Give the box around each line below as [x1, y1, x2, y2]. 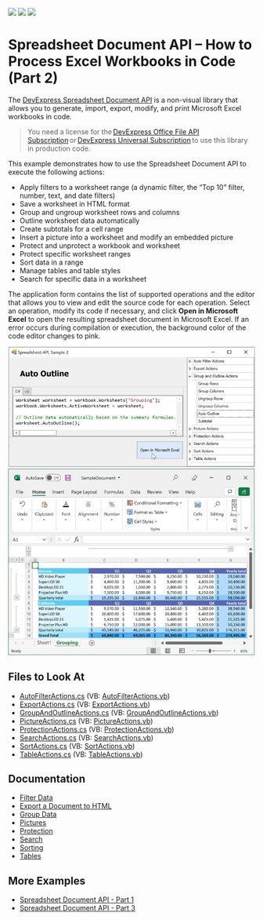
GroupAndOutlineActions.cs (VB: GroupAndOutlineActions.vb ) [19, 707, 219, 717]
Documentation [8, 772, 86, 785]
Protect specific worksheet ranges [19, 249, 131, 258]
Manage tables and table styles [19, 265, 121, 275]
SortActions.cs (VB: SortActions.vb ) [19, 741, 135, 750]
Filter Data [19, 793, 53, 802]
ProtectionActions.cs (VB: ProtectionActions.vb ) [19, 725, 175, 734]
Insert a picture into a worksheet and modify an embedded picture [19, 232, 233, 242]
